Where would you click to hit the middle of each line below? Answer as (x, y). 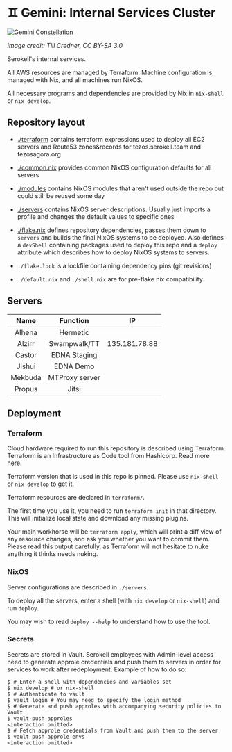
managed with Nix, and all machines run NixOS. (75, 80)
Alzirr (26, 343)
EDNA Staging (74, 354)
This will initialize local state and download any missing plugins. (98, 518)
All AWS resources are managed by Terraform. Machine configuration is (110, 72)
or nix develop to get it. (41, 484)
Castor (26, 354)
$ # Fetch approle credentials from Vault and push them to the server (113, 730)
